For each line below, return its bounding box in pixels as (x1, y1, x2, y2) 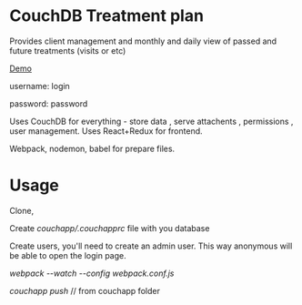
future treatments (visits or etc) (9, 45, 126, 56)
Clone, (9, 205, 35, 216)
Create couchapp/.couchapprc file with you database (9, 222, 210, 233)
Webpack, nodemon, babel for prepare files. (9, 143, 176, 154)
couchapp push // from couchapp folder (9, 285, 161, 296)
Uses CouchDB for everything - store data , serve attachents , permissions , (9, 116, 294, 127)
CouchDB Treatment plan (9, 5, 205, 26)
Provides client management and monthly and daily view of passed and (9, 36, 277, 46)
